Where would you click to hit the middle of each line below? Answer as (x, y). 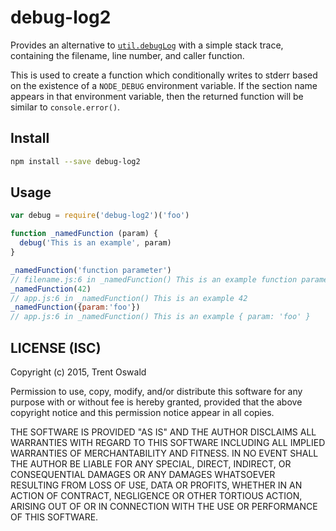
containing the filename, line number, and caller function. (127, 55)
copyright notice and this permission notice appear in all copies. (142, 412)
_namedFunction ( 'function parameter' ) (91, 270)
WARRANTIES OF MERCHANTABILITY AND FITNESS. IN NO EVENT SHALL (164, 453)
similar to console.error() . (65, 107)
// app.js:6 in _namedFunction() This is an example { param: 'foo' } (160, 317)
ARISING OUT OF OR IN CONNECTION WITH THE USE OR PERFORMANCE (164, 506)
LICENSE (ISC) (56, 347)
